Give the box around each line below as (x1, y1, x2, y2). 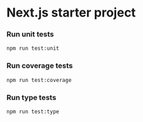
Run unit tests (6, 30, 55, 39)
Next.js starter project (6, 5, 136, 21)
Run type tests (6, 92, 57, 102)
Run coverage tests (6, 61, 73, 70)
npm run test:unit (6, 45, 59, 52)
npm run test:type (6, 108, 59, 115)
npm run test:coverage (6, 77, 72, 83)
